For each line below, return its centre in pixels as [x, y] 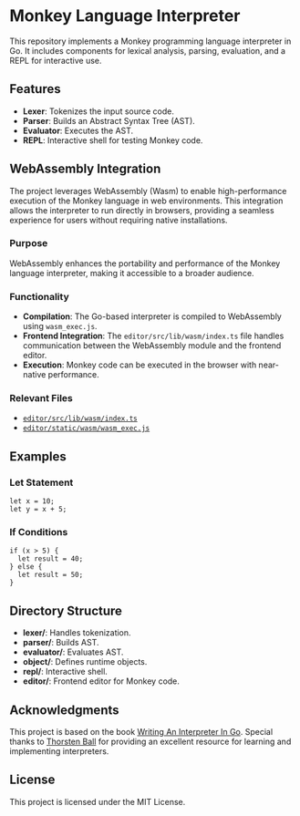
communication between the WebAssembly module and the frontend [152, 346]
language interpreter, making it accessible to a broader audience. [132, 273]
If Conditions [39, 532]
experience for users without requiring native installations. [119, 220]
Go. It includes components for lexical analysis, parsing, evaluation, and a [147, 50]
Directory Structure [66, 610]
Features [35, 89]
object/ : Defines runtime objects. [85, 662]
